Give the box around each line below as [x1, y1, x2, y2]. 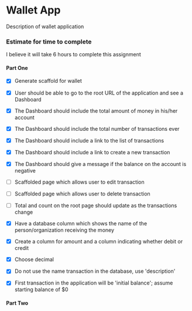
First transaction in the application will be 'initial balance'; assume [14, 279, 173, 286]
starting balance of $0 [14, 286, 68, 293]
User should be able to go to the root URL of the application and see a [14, 89, 183, 96]
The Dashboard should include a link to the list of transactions [14, 137, 164, 144]
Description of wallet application [6, 23, 84, 30]
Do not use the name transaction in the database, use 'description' [14, 268, 176, 275]
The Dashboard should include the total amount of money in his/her [14, 107, 178, 114]
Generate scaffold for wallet [14, 77, 82, 84]
